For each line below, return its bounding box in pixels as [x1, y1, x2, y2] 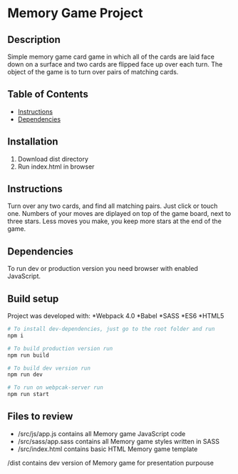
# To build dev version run [7, 365, 91, 372]
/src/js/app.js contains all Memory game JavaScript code [17, 429, 186, 438]
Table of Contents [7, 88, 89, 101]
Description [7, 34, 61, 46]
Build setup [7, 292, 59, 305]
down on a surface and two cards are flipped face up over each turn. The [7, 60, 223, 69]
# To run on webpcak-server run [7, 384, 103, 391]
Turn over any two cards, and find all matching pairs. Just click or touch [7, 202, 218, 210]
